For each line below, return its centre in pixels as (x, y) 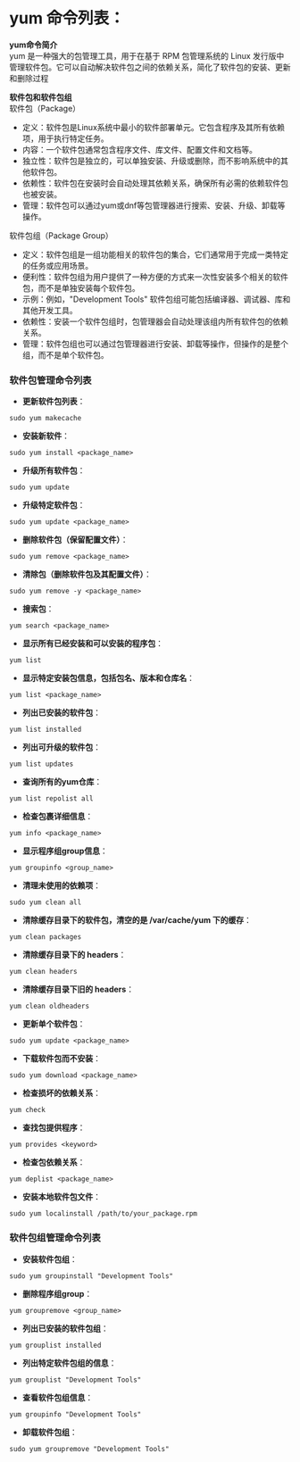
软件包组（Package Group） (61, 235)
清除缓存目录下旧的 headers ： (78, 989)
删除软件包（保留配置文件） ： (75, 540)
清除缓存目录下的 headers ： (74, 955)
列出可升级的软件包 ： (61, 747)
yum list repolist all (51, 799)
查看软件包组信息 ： (58, 1397)
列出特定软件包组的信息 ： (69, 1363)
